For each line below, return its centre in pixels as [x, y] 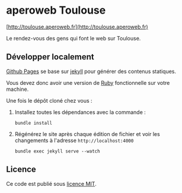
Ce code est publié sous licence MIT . [51, 183]
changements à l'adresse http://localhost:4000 [74, 140]
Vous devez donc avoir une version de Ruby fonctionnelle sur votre [88, 83]
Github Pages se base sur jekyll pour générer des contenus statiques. [91, 71]
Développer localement [50, 57]
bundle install [33, 123]
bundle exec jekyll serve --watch [57, 151]
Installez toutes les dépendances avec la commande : [80, 112]
